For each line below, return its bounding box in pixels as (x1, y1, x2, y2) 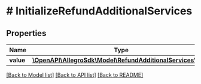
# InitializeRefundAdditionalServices (6, 4, 193, 18)
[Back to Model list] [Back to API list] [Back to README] (6, 71, 144, 79)
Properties (6, 28, 47, 38)
